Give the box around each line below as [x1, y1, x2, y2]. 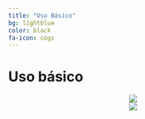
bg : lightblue [8, 19, 55, 27]
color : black [8, 26, 52, 34]
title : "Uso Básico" [8, 11, 77, 20]
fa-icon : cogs [8, 33, 55, 42]
